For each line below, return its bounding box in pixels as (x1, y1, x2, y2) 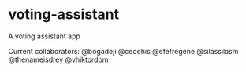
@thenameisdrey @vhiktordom (8, 55, 109, 64)
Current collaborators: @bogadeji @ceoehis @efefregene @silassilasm (8, 46, 239, 56)
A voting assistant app (8, 31, 81, 41)
